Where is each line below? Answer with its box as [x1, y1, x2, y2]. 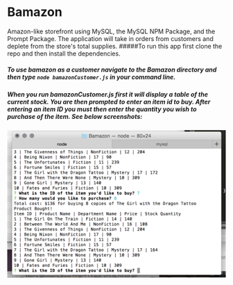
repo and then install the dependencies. [7, 49, 121, 58]
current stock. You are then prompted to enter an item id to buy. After [7, 97, 211, 106]
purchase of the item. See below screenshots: [7, 112, 143, 120]
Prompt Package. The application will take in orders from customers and [7, 34, 214, 42]
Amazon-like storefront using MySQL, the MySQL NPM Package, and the [7, 27, 216, 35]
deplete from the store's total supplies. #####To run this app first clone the [7, 42, 223, 50]
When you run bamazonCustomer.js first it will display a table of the [7, 90, 209, 98]
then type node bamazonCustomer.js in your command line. [7, 72, 176, 81]
